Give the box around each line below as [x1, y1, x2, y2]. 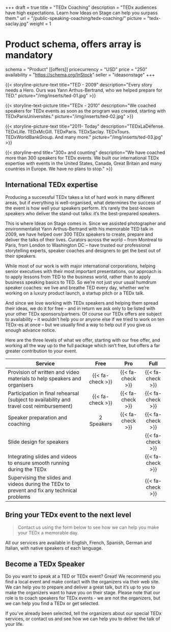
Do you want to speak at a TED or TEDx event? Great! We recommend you [5, 573, 161, 579]
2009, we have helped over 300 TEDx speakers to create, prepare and [5, 231, 153, 237]
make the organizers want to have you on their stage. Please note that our [5, 590, 160, 596]
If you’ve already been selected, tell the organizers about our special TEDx [5, 611, 162, 617]
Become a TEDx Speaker [5, 559, 85, 568]
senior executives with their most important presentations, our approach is [5, 268, 162, 274]
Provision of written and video [8, 368, 80, 375]
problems [8, 493, 31, 500]
